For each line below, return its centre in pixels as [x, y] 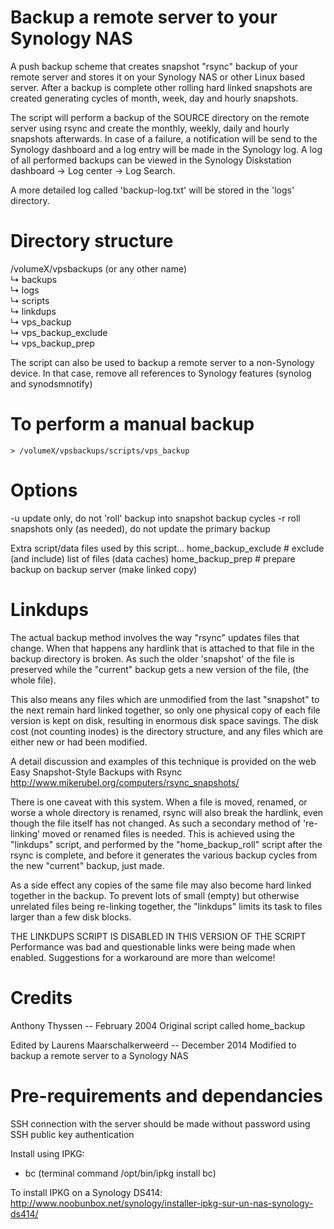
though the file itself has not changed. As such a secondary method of [155, 823]
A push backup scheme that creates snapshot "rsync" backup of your [154, 66]
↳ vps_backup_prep [52, 343]
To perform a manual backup [132, 424]
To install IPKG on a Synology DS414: [86, 1192]
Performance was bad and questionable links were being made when [153, 947]
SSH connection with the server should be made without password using [160, 1123]
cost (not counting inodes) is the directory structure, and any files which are [167, 731]
